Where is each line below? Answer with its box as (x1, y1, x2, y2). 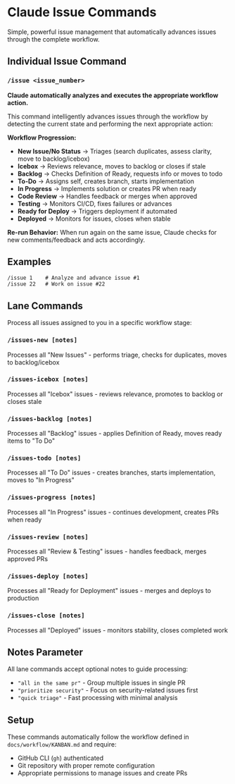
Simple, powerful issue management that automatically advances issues (7, 27, 217, 36)
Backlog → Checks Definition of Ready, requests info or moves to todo (17, 169, 223, 178)
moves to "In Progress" (7, 476, 75, 484)
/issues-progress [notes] (7, 494, 96, 501)
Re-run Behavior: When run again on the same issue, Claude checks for (7, 228, 217, 236)
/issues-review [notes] (7, 533, 89, 541)
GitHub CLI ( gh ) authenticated (17, 754, 104, 762)
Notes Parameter (7, 647, 83, 659)
